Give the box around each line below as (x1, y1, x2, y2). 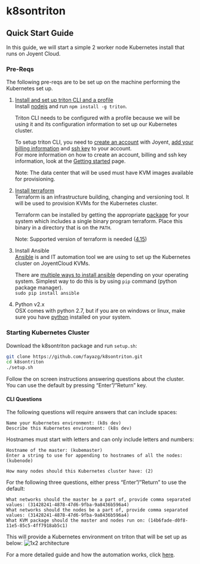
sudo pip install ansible (14, 291, 79, 297)
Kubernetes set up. (6, 85, 53, 92)
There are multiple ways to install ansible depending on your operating (14, 272, 189, 279)
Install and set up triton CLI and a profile (14, 97, 113, 104)
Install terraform (14, 187, 55, 195)
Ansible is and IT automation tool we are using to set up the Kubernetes (14, 254, 191, 261)
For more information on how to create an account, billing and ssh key (14, 151, 187, 159)
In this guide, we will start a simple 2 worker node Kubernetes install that (6, 44, 185, 51)
